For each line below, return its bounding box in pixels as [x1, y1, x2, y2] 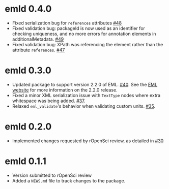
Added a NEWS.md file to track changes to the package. [12, 177, 126, 183]
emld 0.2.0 [5, 121, 52, 133]
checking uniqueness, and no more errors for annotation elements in [12, 30, 156, 37]
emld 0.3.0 [5, 65, 51, 76]
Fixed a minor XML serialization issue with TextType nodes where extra [12, 92, 161, 98]
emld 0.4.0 [5, 3, 52, 15]
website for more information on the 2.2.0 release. [12, 87, 118, 93]
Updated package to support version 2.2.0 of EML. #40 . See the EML [12, 81, 158, 87]
